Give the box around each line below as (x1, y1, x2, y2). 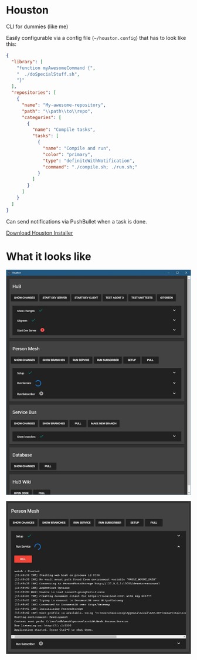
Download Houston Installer (6, 229, 73, 236)
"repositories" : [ (11, 90, 57, 96)
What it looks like (6, 250, 92, 263)
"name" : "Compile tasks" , (32, 127, 96, 133)
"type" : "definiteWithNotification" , (43, 158, 135, 164)
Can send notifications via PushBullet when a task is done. (6, 218, 148, 225)
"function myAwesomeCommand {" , (16, 65, 96, 71)
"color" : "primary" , (43, 151, 93, 157)
